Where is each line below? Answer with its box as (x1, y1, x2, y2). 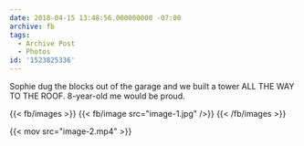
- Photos (17, 47, 51, 57)
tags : (9, 30, 30, 39)
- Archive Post (17, 38, 76, 48)
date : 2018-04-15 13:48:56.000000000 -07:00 (9, 13, 182, 23)
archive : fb (9, 22, 55, 31)
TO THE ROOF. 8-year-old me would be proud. (9, 90, 185, 101)
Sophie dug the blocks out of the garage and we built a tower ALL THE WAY (9, 81, 295, 91)
